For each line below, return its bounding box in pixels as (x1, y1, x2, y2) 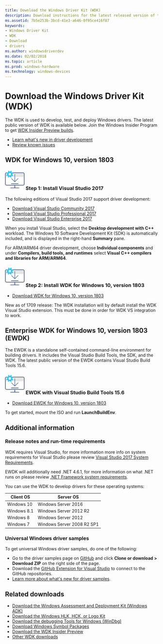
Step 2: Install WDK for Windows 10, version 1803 (25, 282, 145, 289)
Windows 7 (7, 521, 30, 527)
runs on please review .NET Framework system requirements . (5, 474, 129, 480)
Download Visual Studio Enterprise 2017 (12, 216, 92, 222)
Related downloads (5, 590, 65, 598)
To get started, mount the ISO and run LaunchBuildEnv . (5, 410, 116, 416)
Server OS (57, 494, 79, 500)
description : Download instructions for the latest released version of (5, 13, 155, 18)
